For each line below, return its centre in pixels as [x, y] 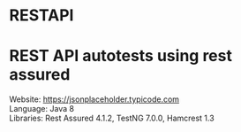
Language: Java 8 [42, 109]
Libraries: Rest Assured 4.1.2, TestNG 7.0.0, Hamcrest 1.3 [112, 118]
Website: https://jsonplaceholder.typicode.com [94, 99]
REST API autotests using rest [120, 56]
